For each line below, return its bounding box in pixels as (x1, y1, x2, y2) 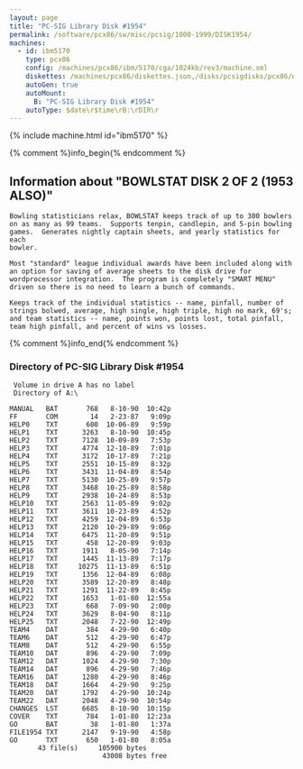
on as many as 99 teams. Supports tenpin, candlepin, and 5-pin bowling (9, 220, 293, 229)
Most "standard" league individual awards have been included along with (9, 259, 293, 269)
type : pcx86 (25, 55, 70, 64)
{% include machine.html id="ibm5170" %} (9, 130, 169, 141)
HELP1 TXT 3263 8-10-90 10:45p (9, 428, 171, 437)
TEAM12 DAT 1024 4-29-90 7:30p (9, 657, 171, 666)
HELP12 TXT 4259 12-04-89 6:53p (9, 515, 171, 524)
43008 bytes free (102, 752, 168, 761)
